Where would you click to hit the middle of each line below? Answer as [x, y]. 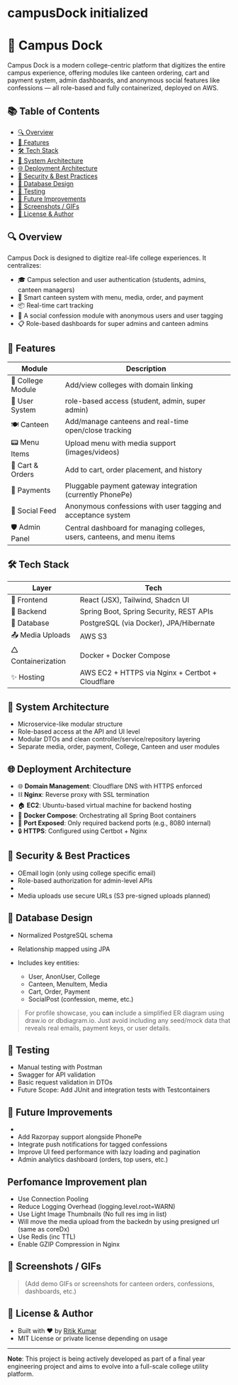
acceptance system [98, 515]
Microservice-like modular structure [70, 724]
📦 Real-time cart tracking [55, 305]
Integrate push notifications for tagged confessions [92, 1144]
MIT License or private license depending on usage [92, 1338]
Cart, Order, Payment [59, 992]
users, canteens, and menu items [120, 537]
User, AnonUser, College [64, 976]
